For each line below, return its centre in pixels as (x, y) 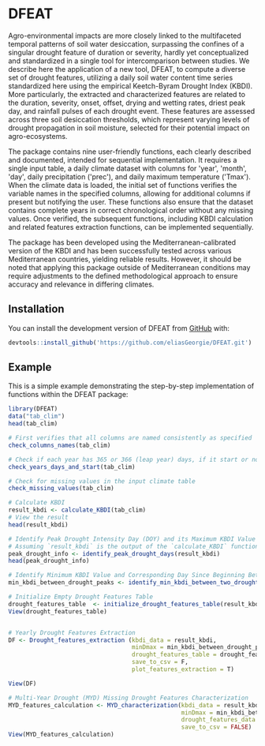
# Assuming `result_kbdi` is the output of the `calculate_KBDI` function (134, 546)
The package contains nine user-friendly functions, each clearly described (130, 152)
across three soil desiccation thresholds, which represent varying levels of (129, 119)
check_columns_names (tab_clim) (60, 445)
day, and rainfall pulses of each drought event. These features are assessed (132, 111)
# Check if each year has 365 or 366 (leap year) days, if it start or (128, 459)
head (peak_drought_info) (49, 561)
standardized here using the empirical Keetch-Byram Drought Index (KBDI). (131, 86)
